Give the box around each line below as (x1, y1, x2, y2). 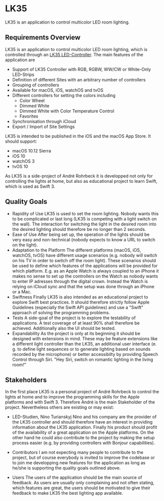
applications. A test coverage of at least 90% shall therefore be (12, 320, 140, 326)
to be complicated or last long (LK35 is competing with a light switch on (12, 216, 157, 222)
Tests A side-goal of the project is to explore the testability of (12, 315, 136, 321)
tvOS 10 (12, 163, 28, 169)
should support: (5, 138, 37, 144)
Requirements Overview (5, 33, 81, 42)
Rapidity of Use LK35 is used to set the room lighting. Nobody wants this (12, 210, 159, 216)
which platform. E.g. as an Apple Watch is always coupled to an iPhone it (12, 268, 159, 274)
